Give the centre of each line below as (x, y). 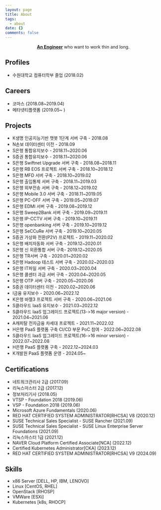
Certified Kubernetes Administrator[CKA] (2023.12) (64, 448)
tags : (11, 19)
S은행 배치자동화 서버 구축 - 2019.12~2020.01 (57, 244)
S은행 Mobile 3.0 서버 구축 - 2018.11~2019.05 (57, 194)
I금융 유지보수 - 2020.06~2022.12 (46, 293)
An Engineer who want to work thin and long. (83, 47)
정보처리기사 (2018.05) (35, 394)
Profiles (17, 63)
